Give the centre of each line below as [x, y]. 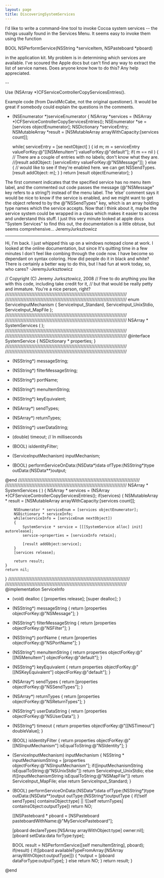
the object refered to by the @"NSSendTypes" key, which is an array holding [82, 203]
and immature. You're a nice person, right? [48, 289]
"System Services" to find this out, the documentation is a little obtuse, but [80, 224]
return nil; [17, 570]
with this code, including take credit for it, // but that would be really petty [79, 284]
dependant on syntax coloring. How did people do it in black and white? [77, 259]
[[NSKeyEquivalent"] [33, 672]
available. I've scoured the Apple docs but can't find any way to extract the [81, 63]
